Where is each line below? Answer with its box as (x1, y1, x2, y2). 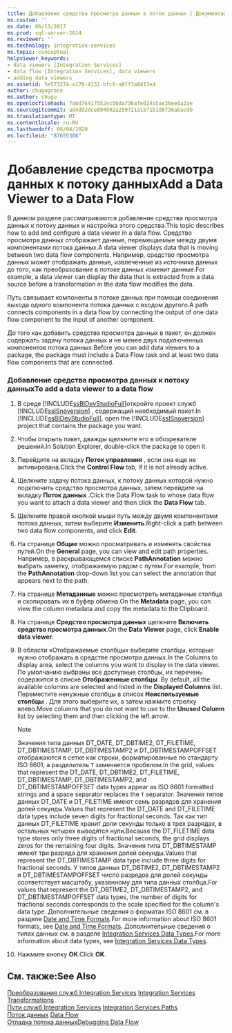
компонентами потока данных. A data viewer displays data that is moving (7, 243, 219, 252)
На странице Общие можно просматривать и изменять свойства (17, 540, 211, 548)
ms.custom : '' (7, 17, 48, 23)
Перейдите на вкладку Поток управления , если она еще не (17, 456, 197, 464)
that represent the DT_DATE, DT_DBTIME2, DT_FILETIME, (17, 768, 180, 777)
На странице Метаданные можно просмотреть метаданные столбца (17, 590, 222, 598)
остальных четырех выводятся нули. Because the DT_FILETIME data (17, 827, 215, 836)
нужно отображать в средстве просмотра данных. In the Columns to (17, 653, 218, 662)
